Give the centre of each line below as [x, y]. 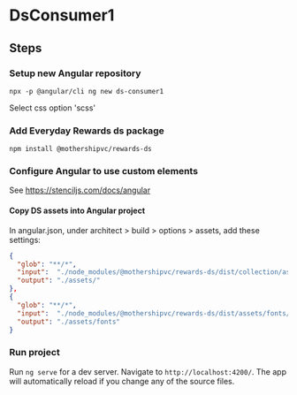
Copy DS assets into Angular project [77, 211]
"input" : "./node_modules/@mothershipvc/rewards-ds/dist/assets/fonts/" [156, 313]
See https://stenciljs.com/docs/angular [80, 190]
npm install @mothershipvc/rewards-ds [80, 149]
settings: [25, 239]
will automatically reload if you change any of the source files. [122, 381]
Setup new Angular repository [75, 73]
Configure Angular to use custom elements [104, 171]
